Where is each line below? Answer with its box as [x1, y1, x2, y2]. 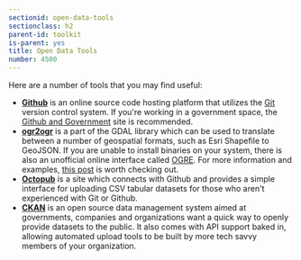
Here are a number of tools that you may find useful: [8, 80, 203, 90]
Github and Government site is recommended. [21, 116, 194, 127]
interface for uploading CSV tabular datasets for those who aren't [21, 184, 265, 193]
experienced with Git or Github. [21, 193, 139, 203]
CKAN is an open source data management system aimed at [21, 202, 247, 212]
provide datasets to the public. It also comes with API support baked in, [21, 221, 287, 232]
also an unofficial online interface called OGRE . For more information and [21, 155, 292, 165]
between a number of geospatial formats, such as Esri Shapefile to [21, 136, 269, 146]
